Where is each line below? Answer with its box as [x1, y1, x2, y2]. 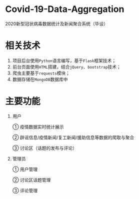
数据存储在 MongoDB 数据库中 [12, 76, 68, 82]
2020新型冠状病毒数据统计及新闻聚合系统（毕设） [5, 20, 108, 26]
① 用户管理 [12, 166, 38, 172]
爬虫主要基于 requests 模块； [12, 70, 70, 76]
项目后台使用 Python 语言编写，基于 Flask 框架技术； [12, 57, 116, 63]
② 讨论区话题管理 [12, 176, 51, 183]
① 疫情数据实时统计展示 [12, 123, 64, 129]
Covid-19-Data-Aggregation [5, 3, 124, 15]
